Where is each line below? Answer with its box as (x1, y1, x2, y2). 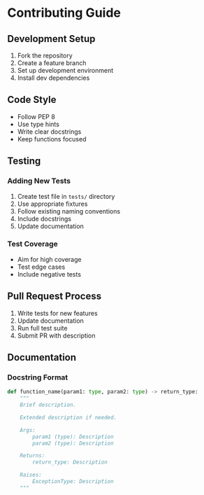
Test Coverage (7, 239, 58, 249)
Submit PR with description (17, 331, 96, 340)
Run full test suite (17, 323, 68, 332)
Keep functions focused (17, 134, 87, 143)
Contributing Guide (7, 5, 121, 21)
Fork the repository (17, 51, 73, 60)
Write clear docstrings (17, 127, 82, 136)
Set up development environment (17, 67, 114, 74)
